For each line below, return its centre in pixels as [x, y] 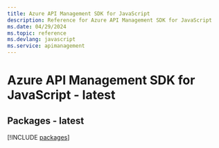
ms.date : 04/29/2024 [37, 26]
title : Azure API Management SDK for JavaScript [79, 14]
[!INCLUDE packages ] [38, 137]
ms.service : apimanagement [46, 46]
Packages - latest [46, 121]
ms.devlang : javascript [42, 40]
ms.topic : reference [37, 33]
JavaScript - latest [61, 95]
